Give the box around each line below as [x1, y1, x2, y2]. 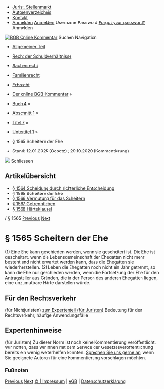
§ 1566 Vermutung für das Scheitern [12, 195, 86, 201]
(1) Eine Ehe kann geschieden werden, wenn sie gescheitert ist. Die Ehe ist [5, 249, 155, 255]
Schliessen [11, 158, 33, 164]
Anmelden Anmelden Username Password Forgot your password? [12, 20, 145, 25]
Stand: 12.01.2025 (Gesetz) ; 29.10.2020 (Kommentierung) [12, 148, 130, 153]
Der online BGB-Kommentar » [12, 91, 72, 97]
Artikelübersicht [5, 172, 56, 180]
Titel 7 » [12, 120, 29, 125]
